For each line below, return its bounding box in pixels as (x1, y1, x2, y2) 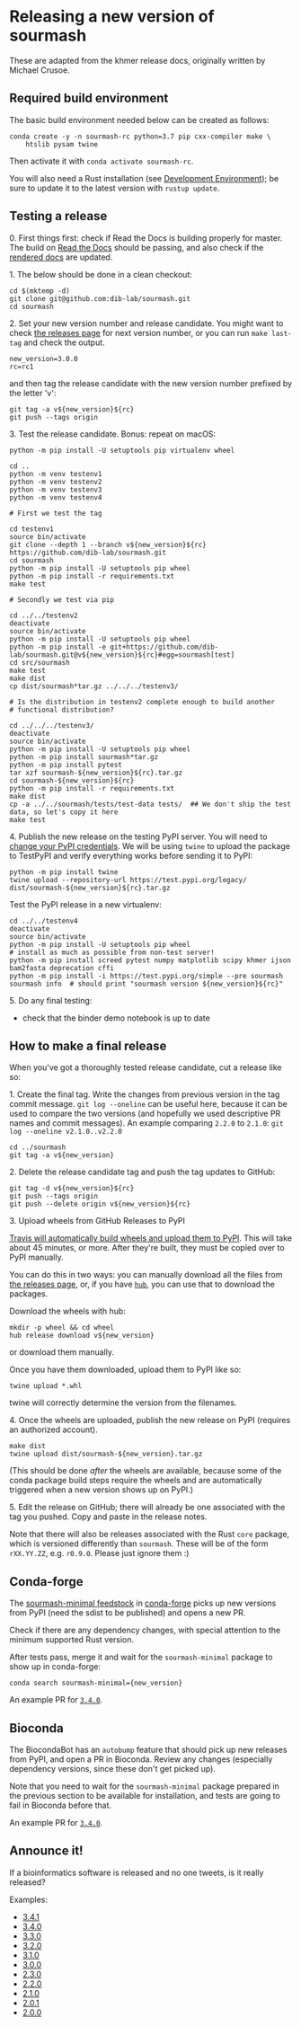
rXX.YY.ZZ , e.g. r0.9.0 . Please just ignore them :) (9, 1548, 190, 1559)
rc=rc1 (9, 362, 34, 371)
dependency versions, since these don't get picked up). (9, 1764, 216, 1774)
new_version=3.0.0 (9, 354, 78, 363)
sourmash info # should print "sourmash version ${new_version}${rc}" (9, 979, 283, 988)
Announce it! (9, 1844, 84, 1859)
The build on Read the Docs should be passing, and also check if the (9, 242, 264, 252)
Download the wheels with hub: (9, 1305, 126, 1317)
